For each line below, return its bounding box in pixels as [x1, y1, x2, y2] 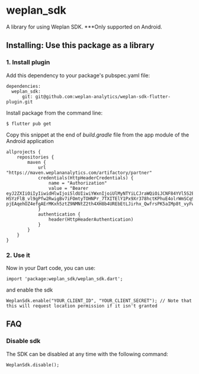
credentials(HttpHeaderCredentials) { [37, 175, 134, 181]
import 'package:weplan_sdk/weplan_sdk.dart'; [6, 275, 123, 282]
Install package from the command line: [6, 109, 103, 116]
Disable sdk [6, 337, 41, 345]
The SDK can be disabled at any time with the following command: [6, 350, 169, 357]
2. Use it [6, 251, 31, 259]
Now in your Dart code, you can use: [6, 264, 96, 271]
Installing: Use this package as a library [6, 40, 155, 50]
